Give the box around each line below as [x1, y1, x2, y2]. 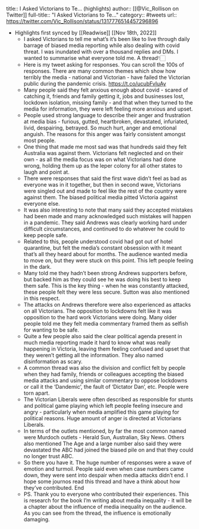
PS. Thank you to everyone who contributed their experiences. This [23, 490, 189, 497]
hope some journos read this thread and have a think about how [23, 478, 181, 485]
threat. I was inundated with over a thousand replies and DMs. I [23, 48, 178, 55]
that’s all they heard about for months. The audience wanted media [23, 251, 188, 257]
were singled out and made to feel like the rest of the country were [23, 187, 187, 194]
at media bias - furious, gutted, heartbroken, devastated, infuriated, [23, 118, 189, 125]
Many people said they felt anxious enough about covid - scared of [23, 86, 188, 93]
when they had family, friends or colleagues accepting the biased [23, 371, 184, 377]
